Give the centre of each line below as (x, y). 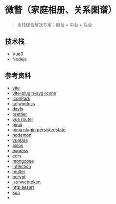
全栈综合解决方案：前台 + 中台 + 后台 (55, 25)
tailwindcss (23, 103)
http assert (23, 187)
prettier (20, 114)
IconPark (21, 98)
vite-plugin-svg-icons (34, 93)
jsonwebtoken (26, 182)
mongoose (23, 161)
